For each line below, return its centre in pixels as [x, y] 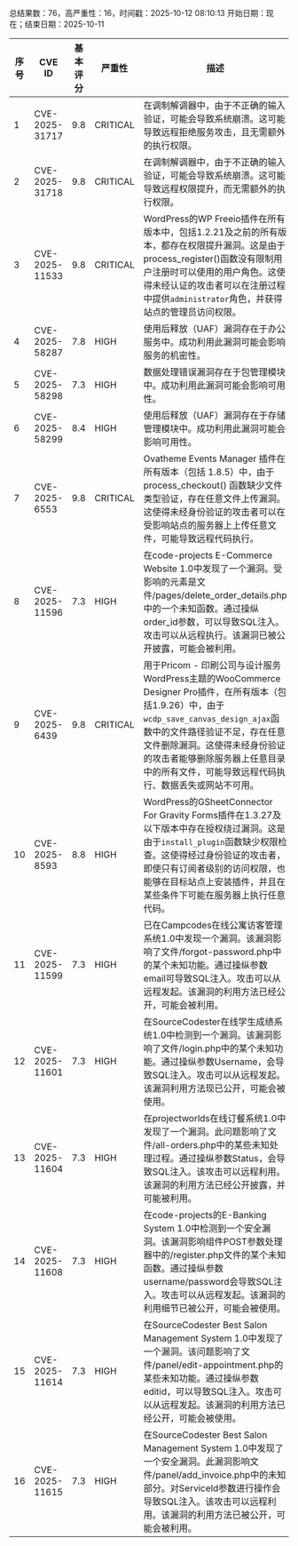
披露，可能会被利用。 [197, 649]
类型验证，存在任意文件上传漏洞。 [215, 498]
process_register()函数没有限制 [208, 259]
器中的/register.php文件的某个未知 [215, 1255]
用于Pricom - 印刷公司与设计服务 [212, 665]
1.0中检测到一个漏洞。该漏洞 [212, 1035]
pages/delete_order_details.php [221, 595]
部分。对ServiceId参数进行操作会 [212, 1488]
